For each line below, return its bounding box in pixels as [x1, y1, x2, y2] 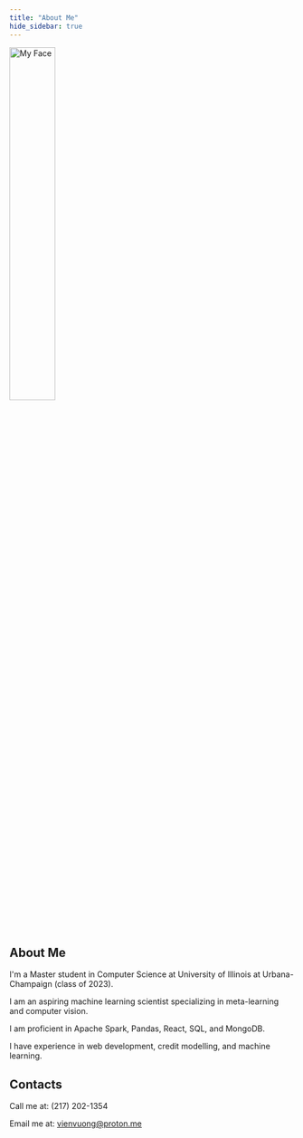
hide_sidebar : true [9, 22, 83, 31]
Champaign [9, 979, 52, 990]
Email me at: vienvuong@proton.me [9, 1118, 143, 1129]
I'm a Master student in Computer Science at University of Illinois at [9, 969, 260, 980]
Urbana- [261, 969, 294, 980]
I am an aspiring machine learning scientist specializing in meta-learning [9, 996, 279, 1007]
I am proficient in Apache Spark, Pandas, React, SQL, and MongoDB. [9, 1023, 265, 1034]
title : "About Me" [9, 13, 79, 23]
